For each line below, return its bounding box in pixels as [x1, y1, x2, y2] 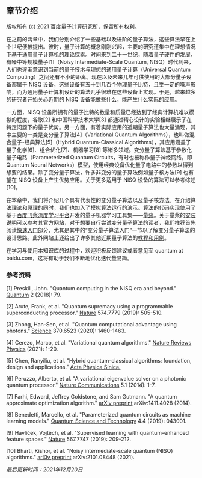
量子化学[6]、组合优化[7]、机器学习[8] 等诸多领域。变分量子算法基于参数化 [6, 146, 192, 153]
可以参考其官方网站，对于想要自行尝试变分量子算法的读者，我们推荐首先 [17, 219, 196, 226]
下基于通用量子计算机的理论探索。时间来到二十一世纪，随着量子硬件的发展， [6, 51, 196, 58]
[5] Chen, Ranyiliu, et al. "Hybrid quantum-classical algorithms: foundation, [6, 357, 192, 364]
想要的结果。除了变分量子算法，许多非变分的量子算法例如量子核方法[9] [6, 168, 182, 176]
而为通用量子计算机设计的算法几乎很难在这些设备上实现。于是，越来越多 [16, 88, 196, 95]
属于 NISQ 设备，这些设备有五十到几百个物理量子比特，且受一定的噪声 [16, 81, 191, 88]
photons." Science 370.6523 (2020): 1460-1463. [6, 327, 126, 335]
